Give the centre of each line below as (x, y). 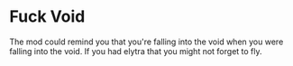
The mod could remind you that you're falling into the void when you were (146, 42)
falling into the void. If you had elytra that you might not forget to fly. (136, 51)
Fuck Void (47, 17)
